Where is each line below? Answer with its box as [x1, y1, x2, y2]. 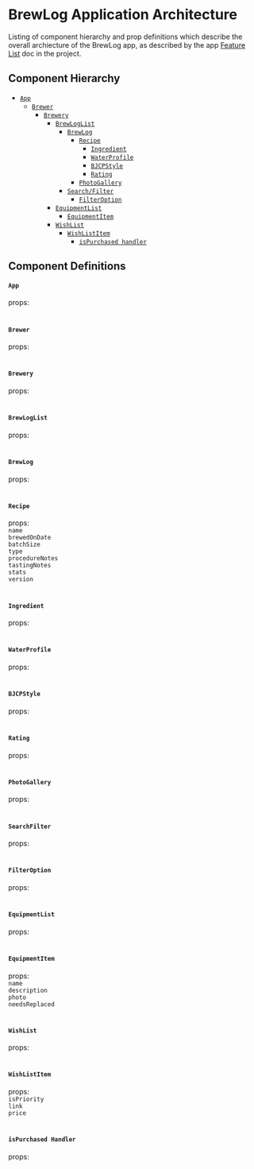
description [8, 986, 48, 994]
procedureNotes [8, 555, 59, 563]
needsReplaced [8, 1000, 56, 1008]
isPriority [8, 1095, 44, 1104]
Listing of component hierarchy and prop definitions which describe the [8, 32, 243, 41]
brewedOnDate [8, 534, 52, 542]
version [8, 575, 34, 583]
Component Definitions [8, 260, 126, 273]
